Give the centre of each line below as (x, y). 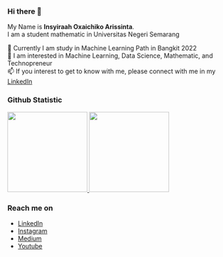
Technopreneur (30, 63)
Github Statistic (35, 100)
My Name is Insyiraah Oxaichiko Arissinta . (71, 27)
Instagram (32, 231)
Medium (30, 238)
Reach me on (30, 208)
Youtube (30, 246)
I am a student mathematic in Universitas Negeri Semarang (93, 34)
